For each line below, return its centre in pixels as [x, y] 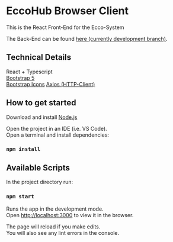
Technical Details [39, 57]
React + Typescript [29, 72]
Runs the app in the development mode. [55, 209]
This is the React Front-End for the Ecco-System [65, 27]
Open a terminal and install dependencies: [58, 135]
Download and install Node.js [42, 117]
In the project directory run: [40, 182]
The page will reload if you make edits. [53, 227]
